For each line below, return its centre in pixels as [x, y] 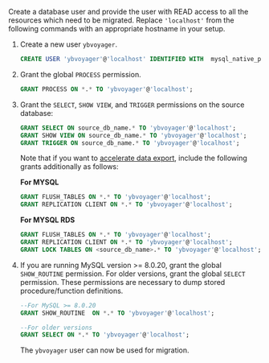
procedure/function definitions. [71, 291]
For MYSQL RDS [47, 220]
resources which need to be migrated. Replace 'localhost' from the [121, 20]
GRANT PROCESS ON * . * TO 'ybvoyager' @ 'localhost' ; [106, 89]
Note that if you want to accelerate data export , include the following [133, 158]
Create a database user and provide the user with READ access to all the [128, 12]
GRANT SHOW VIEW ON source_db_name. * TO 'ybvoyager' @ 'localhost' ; [133, 135]
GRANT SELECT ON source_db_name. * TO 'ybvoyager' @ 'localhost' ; [128, 128]
